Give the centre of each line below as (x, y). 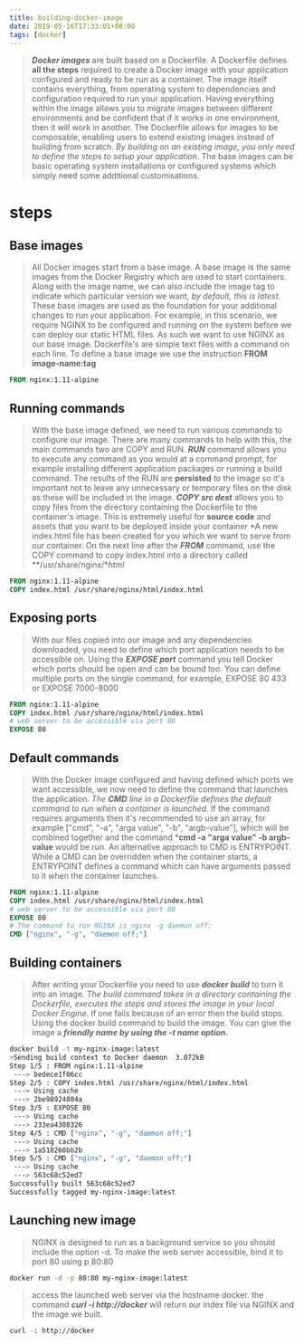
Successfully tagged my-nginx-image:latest (93, 1192)
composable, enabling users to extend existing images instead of (152, 138)
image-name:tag (64, 364)
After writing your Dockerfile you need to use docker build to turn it (157, 984)
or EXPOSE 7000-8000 (75, 688)
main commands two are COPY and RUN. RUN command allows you (159, 450)
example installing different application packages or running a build (157, 469)
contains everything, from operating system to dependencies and (153, 89)
